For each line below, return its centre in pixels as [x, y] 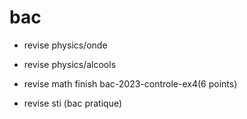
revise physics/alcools [70, 64]
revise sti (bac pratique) [73, 103]
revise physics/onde [65, 45]
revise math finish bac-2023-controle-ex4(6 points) [130, 83]
